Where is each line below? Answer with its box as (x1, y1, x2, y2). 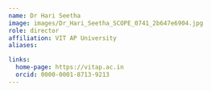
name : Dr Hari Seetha (8, 11, 81, 20)
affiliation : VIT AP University (8, 34, 117, 42)
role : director (8, 26, 60, 34)
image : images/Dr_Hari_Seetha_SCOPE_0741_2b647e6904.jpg (8, 19, 204, 27)
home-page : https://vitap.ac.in (15, 63, 125, 72)
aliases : (8, 42, 38, 49)
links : (8, 56, 31, 64)
